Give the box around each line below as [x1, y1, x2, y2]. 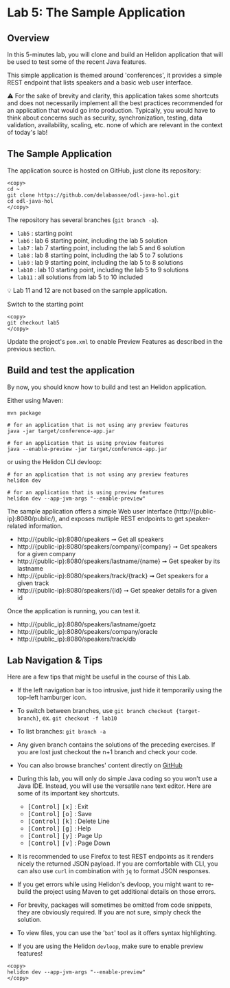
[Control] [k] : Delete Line [27, 817, 110, 826]
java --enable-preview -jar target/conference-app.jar [7, 446, 168, 452]
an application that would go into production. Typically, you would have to [7, 107, 216, 114]
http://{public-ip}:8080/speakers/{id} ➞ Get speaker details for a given [16, 586, 218, 594]
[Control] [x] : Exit [27, 802, 89, 811]
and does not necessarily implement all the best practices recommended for [7, 99, 223, 107]
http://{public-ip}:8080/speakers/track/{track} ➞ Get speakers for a [16, 571, 209, 580]
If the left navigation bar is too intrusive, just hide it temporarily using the [16, 686, 222, 694]
